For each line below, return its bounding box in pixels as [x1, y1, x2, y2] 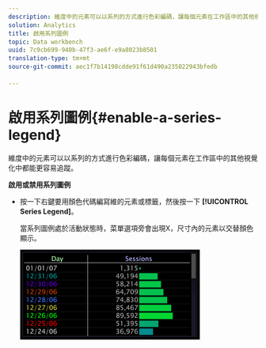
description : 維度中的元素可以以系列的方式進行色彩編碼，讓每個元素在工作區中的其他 [8, 13, 255, 21]
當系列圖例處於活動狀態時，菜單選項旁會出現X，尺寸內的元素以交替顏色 [19, 223, 254, 233]
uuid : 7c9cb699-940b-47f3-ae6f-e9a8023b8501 [8, 46, 158, 55]
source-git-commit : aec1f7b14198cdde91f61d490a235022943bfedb [8, 63, 218, 71]
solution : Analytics [8, 21, 77, 29]
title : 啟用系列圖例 [8, 29, 69, 37]
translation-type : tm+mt [8, 55, 90, 62]
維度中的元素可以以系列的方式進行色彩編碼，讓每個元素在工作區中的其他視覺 [8, 153, 258, 162]
